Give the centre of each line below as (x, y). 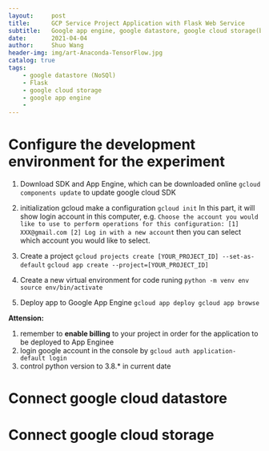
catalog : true (32, 61)
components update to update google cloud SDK (98, 192)
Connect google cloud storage (111, 435)
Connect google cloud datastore (118, 399)
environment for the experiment (117, 162)
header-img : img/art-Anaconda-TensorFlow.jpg (85, 53)
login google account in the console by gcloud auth (104, 351)
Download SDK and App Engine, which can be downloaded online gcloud (140, 184)
